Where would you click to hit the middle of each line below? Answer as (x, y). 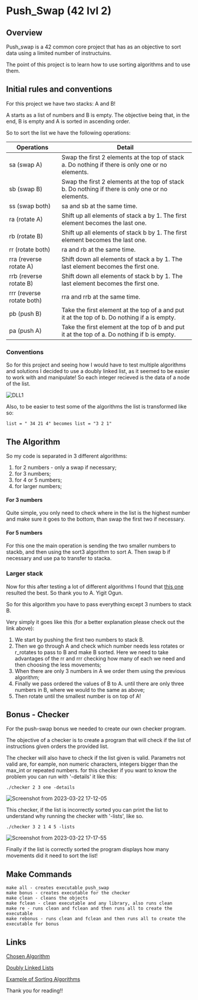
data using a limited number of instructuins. (59, 53)
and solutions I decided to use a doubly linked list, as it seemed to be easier (98, 371)
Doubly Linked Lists (30, 968)
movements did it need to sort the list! (52, 856)
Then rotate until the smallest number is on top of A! (78, 696)
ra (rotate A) (26, 219)
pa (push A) (26, 331)
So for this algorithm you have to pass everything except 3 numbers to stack (99, 604)
